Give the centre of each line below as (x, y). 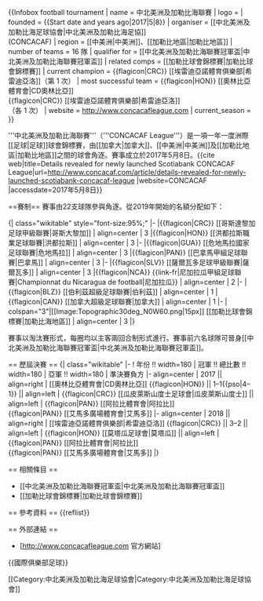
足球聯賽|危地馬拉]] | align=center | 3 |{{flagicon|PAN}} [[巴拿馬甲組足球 (125, 253)
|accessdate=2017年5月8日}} (55, 190)
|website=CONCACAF (172, 180)
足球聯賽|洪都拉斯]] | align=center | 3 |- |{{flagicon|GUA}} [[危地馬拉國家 (132, 243)
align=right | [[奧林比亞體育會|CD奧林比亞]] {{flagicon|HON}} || (110, 384)
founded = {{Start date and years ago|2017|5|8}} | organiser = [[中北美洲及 (129, 22)
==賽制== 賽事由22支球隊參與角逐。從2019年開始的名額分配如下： (116, 206)
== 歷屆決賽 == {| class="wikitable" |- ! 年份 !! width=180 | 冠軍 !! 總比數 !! (127, 364)
